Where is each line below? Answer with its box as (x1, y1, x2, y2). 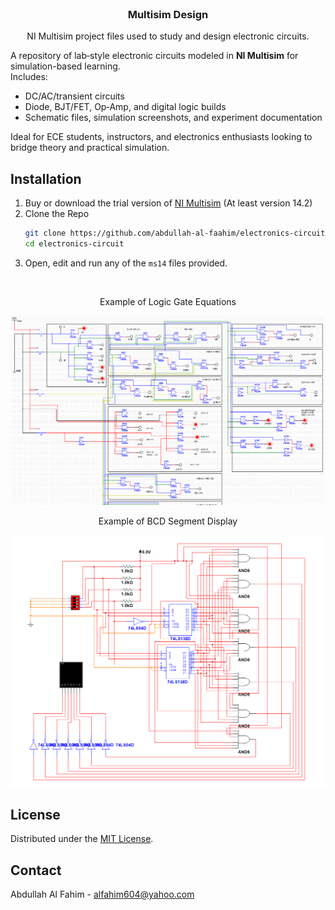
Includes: (10, 71, 48, 83)
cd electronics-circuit (24, 238, 125, 249)
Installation (10, 170, 82, 187)
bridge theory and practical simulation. (10, 142, 170, 154)
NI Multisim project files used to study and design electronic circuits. (26, 30, 310, 42)
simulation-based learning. (10, 60, 121, 72)
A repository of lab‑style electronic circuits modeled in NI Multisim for (10, 50, 299, 62)
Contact (10, 862, 62, 879)
